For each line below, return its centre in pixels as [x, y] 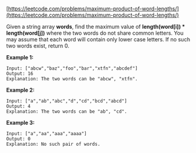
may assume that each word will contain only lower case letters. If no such [98, 39]
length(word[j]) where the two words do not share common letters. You [95, 33]
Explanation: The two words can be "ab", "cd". [67, 112]
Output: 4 [19, 106]
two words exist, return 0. [38, 46]
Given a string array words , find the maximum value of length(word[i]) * [96, 27]
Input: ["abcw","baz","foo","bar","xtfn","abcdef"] [72, 68]
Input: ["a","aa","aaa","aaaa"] [46, 134]
